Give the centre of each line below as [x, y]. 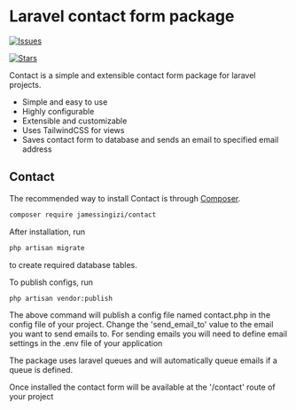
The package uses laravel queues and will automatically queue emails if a [143, 360]
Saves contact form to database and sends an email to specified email [150, 139]
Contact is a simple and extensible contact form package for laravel [132, 75]
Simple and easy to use [65, 102]
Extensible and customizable [74, 121]
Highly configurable [58, 111]
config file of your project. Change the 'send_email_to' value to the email [141, 325]
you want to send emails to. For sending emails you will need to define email [148, 334]
